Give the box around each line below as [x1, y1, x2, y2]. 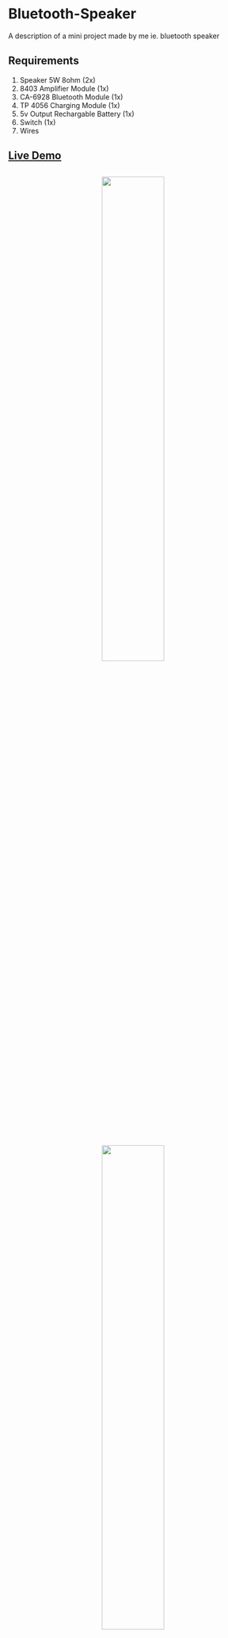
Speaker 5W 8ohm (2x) [19, 75, 97, 84]
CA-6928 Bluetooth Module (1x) [19, 92, 123, 102]
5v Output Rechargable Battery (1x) [19, 109, 135, 118]
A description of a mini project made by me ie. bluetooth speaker [8, 31, 220, 41]
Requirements [8, 54, 79, 68]
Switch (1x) [19, 117, 56, 127]
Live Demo [8, 149, 62, 163]
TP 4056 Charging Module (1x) [19, 100, 120, 110]
